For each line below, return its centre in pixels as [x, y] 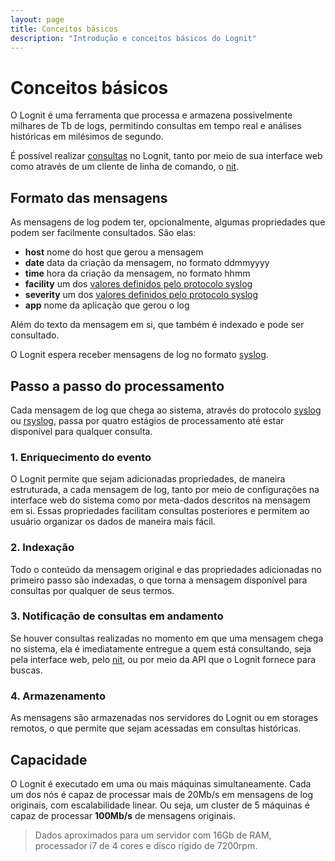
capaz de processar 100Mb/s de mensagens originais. [123, 815]
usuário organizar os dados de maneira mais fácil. [113, 522]
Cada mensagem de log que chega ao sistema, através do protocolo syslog [166, 410]
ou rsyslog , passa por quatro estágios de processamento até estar [147, 420]
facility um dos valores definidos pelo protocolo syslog [138, 284]
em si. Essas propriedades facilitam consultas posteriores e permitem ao [160, 511]
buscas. [26, 670]
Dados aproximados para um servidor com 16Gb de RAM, [153, 835]
